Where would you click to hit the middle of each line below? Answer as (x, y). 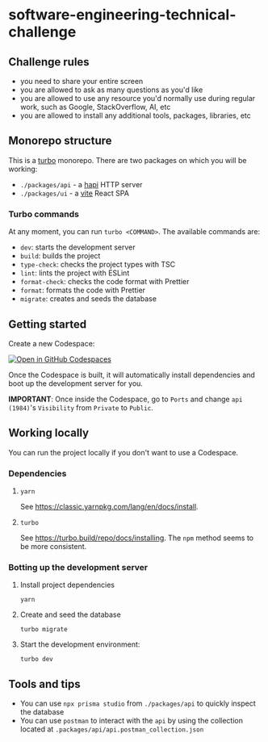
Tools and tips (44, 684)
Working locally (49, 433)
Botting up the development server (78, 567)
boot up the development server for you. (76, 383)
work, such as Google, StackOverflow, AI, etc (95, 107)
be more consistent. (53, 547)
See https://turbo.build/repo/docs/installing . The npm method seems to (137, 538)
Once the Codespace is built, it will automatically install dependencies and (132, 375)
